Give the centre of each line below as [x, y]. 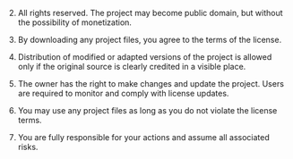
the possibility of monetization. [75, 22]
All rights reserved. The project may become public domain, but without [151, 13]
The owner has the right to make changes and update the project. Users [151, 84]
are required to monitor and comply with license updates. [123, 93]
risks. [28, 147]
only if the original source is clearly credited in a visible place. [132, 67]
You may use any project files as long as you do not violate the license [147, 110]
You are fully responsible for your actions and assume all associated [144, 137]
